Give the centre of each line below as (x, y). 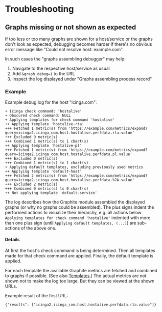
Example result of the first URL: (36, 295)
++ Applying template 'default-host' (44, 171)
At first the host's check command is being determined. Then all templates (80, 250)
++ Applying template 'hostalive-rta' (45, 124)
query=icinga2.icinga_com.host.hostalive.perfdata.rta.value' (70, 133)
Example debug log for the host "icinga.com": (51, 102)
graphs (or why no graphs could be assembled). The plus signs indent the (80, 207)
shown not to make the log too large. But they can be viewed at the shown (80, 281)
